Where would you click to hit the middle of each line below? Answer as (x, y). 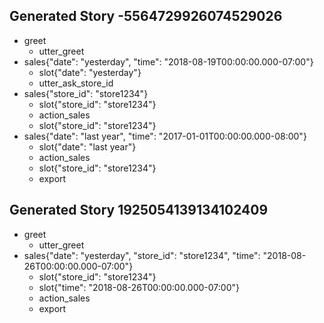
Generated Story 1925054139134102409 (139, 210)
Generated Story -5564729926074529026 (146, 16)
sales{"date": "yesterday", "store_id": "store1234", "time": (142, 255)
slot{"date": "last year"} (87, 146)
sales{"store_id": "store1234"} (86, 93)
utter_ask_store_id (76, 83)
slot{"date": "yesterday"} (90, 72)
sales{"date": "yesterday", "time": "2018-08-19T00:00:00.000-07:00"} (168, 61)
